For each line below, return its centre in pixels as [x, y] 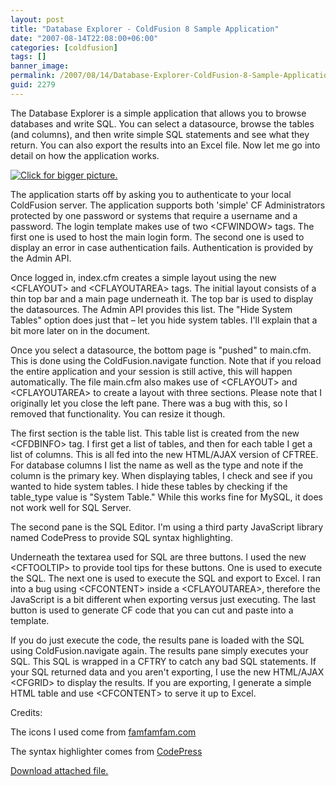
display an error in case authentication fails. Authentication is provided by [162, 247]
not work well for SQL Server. [71, 507]
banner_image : [40, 66]
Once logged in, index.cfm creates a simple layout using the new [143, 277]
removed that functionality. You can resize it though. [118, 413]
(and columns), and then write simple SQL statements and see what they [160, 134]
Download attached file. [59, 770]
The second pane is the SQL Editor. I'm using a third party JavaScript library [167, 527]
